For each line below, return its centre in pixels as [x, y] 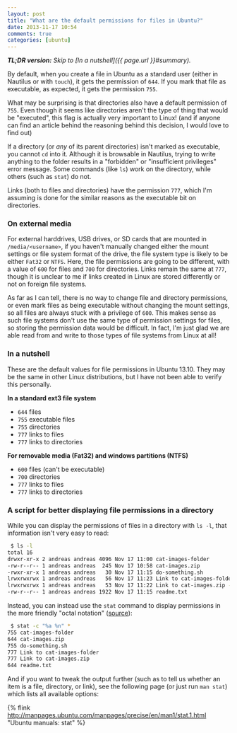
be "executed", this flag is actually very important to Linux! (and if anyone [114, 118]
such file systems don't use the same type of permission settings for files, [115, 321]
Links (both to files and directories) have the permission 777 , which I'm [110, 190]
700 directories [39, 477]
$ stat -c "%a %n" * [41, 626]
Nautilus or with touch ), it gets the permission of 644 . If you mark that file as [117, 81]
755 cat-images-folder [41, 633]
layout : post [26, 14]
